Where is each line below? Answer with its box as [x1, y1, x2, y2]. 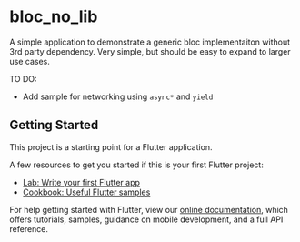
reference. [9, 223, 48, 234]
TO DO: [9, 73, 38, 84]
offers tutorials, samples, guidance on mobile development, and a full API [9, 214, 284, 225]
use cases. [9, 55, 50, 66]
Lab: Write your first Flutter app [22, 176, 141, 187]
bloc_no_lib [9, 6, 98, 27]
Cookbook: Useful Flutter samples [22, 187, 151, 197]
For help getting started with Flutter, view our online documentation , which [9, 204, 289, 215]
